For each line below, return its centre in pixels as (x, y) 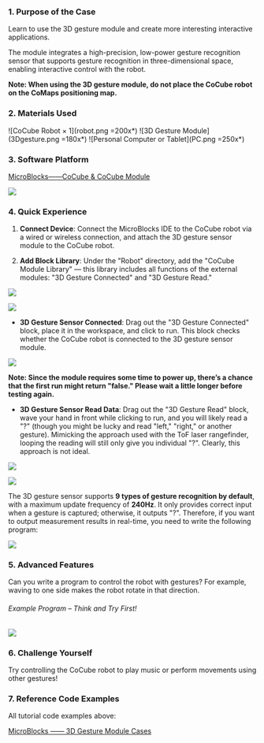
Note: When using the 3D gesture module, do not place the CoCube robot (130, 84)
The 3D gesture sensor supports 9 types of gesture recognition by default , (131, 496)
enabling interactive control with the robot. (77, 69)
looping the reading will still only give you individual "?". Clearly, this (130, 443)
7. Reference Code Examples (64, 698)
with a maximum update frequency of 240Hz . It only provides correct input (130, 505)
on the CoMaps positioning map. (63, 93)
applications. (29, 37)
